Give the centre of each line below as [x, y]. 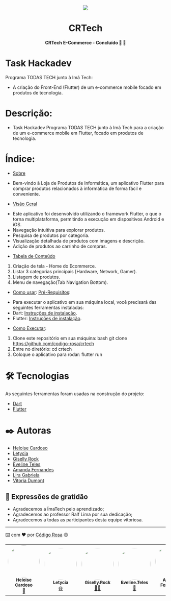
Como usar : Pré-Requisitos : [41, 292]
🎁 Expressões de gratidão [47, 497]
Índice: [20, 159]
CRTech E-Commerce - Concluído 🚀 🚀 [85, 42]
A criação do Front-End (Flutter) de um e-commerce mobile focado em [87, 87]
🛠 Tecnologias [37, 376]
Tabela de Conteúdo [34, 256]
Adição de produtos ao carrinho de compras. [60, 246]
